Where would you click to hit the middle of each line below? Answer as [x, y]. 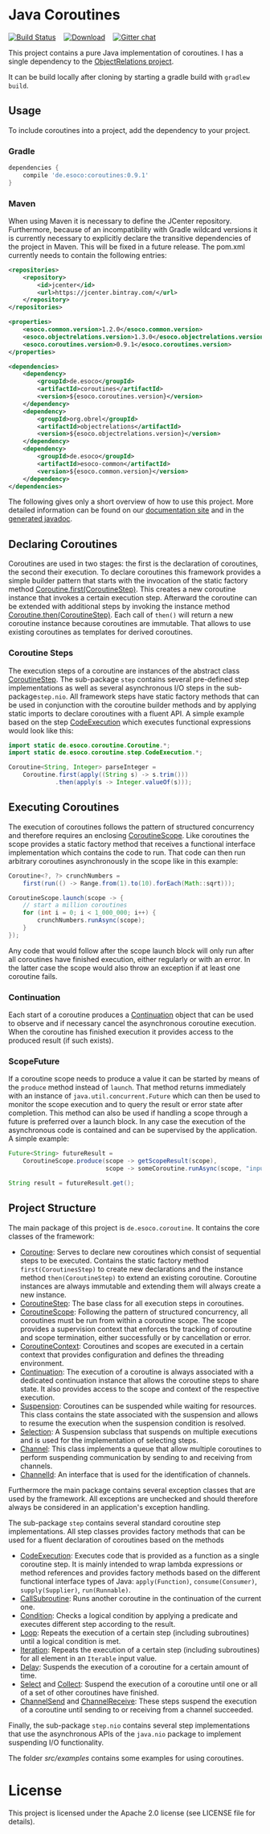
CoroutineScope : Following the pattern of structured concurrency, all [134, 1312]
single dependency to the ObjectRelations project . [91, 61]
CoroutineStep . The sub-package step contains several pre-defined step [129, 679]
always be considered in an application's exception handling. [109, 1507]
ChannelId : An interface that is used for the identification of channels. [135, 1474]
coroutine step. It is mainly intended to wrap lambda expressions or [131, 1564]
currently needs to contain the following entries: [88, 255]
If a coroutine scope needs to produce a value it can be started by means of [134, 1079]
